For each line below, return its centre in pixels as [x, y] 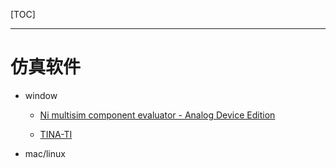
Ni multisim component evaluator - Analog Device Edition [157, 115]
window [41, 95]
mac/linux [45, 153]
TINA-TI [56, 134]
